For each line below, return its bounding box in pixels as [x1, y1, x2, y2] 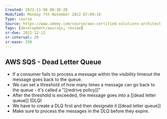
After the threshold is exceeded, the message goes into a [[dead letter [12, 92, 157, 98]
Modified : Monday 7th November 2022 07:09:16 [5, 12, 101, 17]
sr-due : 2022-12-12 [5, 30, 46, 35]
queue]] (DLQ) [12, 97, 42, 103]
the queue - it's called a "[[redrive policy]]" [12, 87, 101, 93]
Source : [5, 21, 21, 26]
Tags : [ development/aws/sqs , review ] [5, 26, 83, 31]
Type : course [5, 16, 32, 21]
